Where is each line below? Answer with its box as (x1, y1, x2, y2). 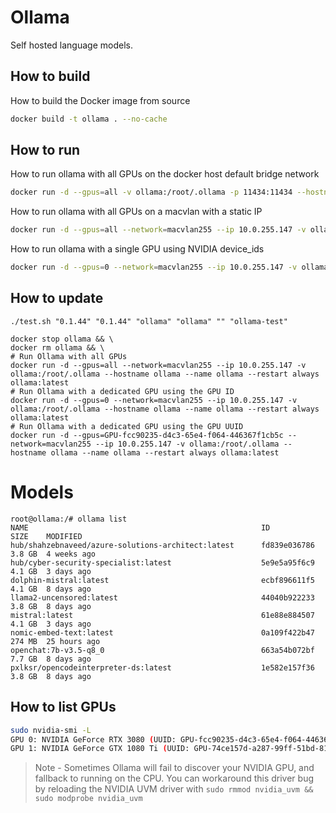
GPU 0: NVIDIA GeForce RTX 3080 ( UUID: (10, 734, 177, 745)
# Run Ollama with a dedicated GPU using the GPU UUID (10, 421, 244, 431)
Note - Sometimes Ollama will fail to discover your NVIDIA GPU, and (34, 762, 315, 774)
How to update (10, 290, 104, 307)
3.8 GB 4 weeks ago (10, 549, 97, 559)
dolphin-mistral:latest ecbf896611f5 (10, 575, 315, 585)
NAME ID (10, 522, 271, 533)
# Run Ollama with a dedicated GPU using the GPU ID (10, 386, 235, 396)
